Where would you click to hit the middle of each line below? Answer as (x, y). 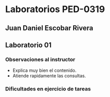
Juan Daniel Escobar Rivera (49, 28)
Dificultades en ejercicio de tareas (48, 89)
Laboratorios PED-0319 (55, 9)
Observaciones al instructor (40, 59)
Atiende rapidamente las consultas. (49, 76)
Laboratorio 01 (29, 45)
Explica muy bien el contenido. (44, 70)
